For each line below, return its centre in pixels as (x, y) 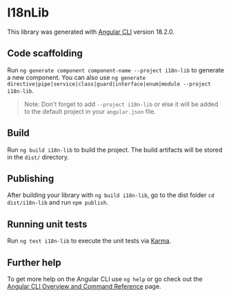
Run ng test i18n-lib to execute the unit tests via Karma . (89, 241)
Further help (34, 262)
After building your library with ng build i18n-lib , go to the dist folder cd (111, 195)
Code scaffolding (45, 53)
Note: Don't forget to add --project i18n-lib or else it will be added (121, 104)
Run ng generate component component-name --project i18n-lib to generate (115, 70)
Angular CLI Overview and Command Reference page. (84, 286)
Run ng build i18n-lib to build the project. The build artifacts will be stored (115, 150)
